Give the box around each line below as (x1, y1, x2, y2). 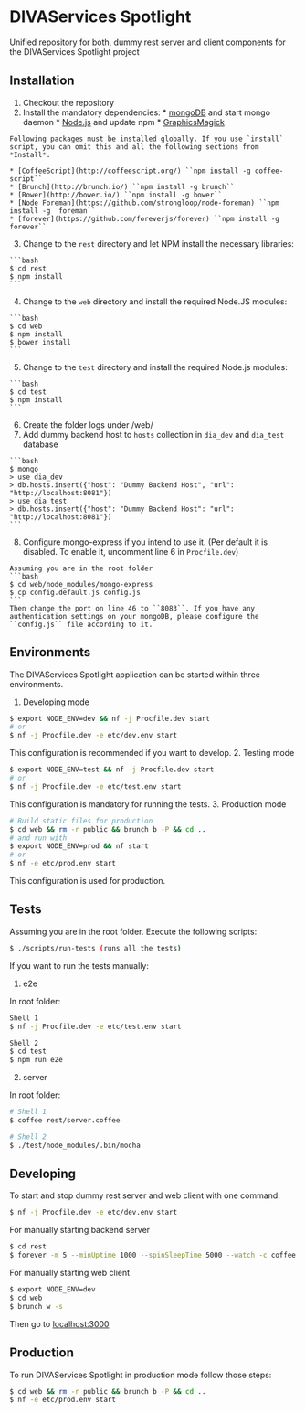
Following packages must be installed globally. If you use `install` (9, 134, 284, 143)
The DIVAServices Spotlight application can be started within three (9, 669, 260, 680)
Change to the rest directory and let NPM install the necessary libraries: (22, 238, 295, 249)
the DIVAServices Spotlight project (9, 46, 140, 57)
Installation (9, 73, 75, 89)
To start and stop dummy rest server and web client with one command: (9, 1190, 280, 1201)
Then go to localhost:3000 (9, 1318, 110, 1329)
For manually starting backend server (9, 1225, 151, 1236)
